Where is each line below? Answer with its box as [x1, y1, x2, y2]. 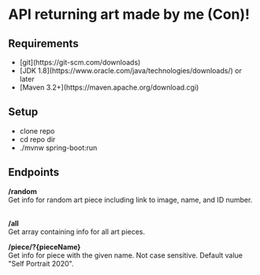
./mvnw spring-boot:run [19, 143, 98, 152]
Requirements [8, 37, 79, 50]
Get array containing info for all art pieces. [8, 226, 146, 236]
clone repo [19, 126, 55, 135]
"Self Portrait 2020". [8, 258, 74, 268]
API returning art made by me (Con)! [8, 5, 251, 24]
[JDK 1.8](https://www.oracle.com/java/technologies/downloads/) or [19, 66, 242, 75]
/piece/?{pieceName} [8, 242, 81, 251]
